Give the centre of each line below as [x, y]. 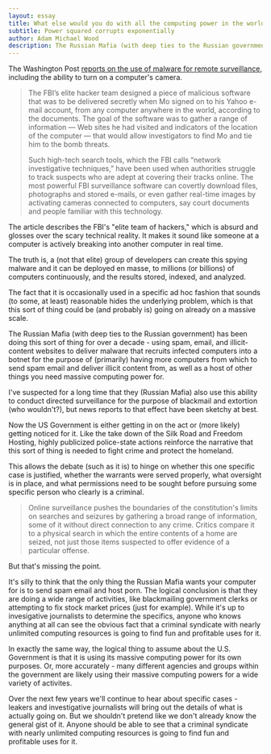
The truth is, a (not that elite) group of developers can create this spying [128, 260]
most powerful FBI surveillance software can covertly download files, [143, 185]
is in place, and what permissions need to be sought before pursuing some [133, 484]
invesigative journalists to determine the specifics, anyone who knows [125, 616]
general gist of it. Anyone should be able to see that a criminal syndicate [128, 725]
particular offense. [59, 551]
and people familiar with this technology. [96, 211]
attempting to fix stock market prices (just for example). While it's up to [127, 608]
